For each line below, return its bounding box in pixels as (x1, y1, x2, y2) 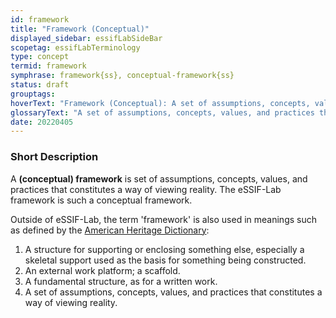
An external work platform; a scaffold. (24, 264, 181, 276)
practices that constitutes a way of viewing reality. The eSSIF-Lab (10, 183, 282, 195)
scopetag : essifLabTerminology (10, 42, 141, 53)
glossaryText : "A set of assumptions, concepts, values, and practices (10, 107, 315, 118)
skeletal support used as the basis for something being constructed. (24, 254, 307, 266)
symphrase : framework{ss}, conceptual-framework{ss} (10, 71, 235, 81)
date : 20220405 (10, 117, 74, 127)
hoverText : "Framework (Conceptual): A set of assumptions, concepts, (10, 98, 311, 108)
